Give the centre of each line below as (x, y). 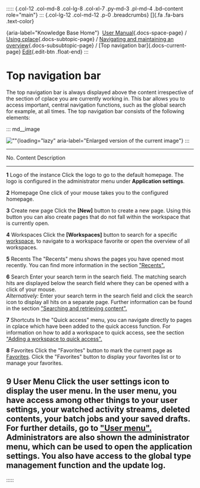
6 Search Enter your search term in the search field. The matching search (96, 277)
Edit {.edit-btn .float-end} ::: (56, 52)
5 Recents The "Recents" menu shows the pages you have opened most (95, 259)
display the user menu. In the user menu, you (91, 391)
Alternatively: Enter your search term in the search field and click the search (100, 295)
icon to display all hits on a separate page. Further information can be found (99, 302)
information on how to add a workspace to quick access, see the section (95, 332)
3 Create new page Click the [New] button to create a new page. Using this (99, 210)
